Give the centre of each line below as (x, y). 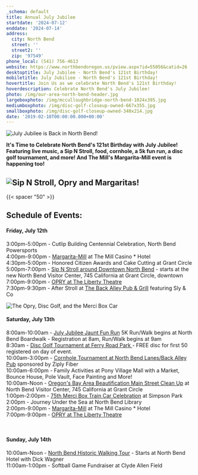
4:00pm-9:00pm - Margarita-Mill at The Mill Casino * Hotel (78, 256)
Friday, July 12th (27, 231)
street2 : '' (26, 50)
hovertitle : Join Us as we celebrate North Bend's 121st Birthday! (92, 84)
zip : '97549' (28, 56)
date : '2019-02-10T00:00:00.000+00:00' (56, 116)
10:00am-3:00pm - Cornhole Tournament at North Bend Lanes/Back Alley (97, 357)
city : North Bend (33, 39)
